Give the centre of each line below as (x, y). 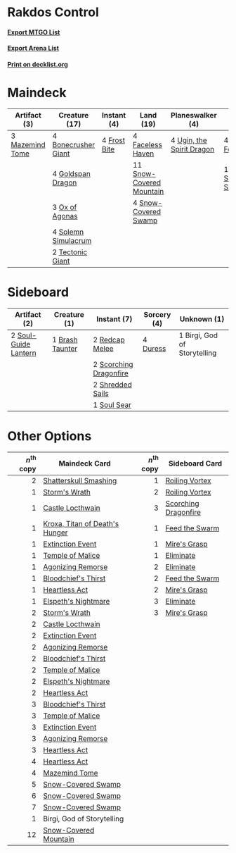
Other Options (50, 436)
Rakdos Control (53, 12)
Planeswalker (194, 115)
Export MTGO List (34, 32)
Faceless (147, 144)
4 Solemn (68, 232)
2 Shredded (112, 385)
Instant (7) (114, 319)
